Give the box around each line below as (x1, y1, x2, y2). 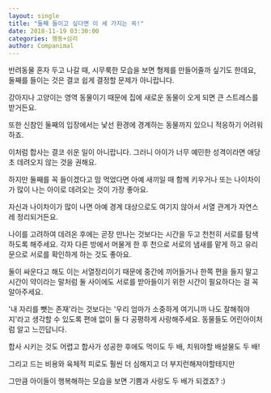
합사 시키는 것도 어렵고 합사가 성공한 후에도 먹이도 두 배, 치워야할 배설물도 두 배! (8, 342, 260, 352)
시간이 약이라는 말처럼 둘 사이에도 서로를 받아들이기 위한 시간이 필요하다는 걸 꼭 (8, 277, 259, 287)
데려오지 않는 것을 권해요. (16, 157, 97, 167)
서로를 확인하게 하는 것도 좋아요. (29, 250, 132, 259)
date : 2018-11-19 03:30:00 (8, 27, 100, 35)
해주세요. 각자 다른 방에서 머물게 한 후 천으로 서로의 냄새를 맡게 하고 (29, 240, 243, 250)
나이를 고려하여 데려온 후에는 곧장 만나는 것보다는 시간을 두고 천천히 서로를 (8, 229, 244, 239)
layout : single (8, 11, 60, 20)
